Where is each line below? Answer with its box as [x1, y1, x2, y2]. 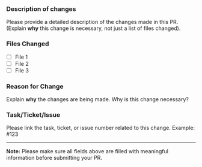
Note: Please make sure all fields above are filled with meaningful [6, 148, 168, 155]
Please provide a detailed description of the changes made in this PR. [6, 19, 179, 26]
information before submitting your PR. [6, 154, 102, 162]
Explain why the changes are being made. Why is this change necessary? [6, 96, 189, 103]
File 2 [14, 60, 29, 67]
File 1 [14, 53, 28, 60]
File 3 [14, 66, 29, 74]
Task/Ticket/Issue [6, 111, 61, 119]
